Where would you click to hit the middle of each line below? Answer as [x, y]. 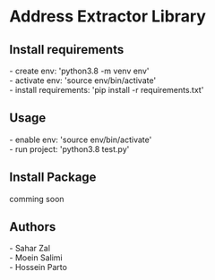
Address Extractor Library [107, 17]
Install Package [53, 178]
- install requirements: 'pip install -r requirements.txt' [107, 90]
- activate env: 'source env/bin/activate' [83, 81]
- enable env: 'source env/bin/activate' [81, 140]
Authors [33, 227]
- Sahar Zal [30, 249]
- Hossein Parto [38, 267]
